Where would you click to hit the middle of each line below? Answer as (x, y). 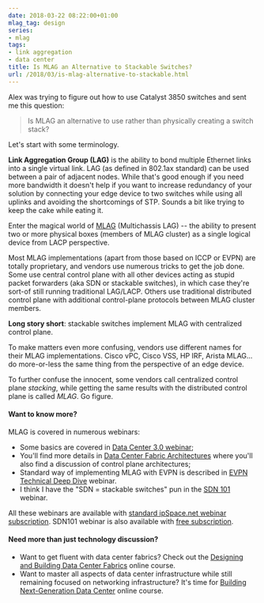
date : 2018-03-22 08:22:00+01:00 (63, 15)
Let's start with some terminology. (64, 144)
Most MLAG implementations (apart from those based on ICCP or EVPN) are (132, 257)
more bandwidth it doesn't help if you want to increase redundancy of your (130, 185)
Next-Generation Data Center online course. (91, 591)
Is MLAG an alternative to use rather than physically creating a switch (140, 120)
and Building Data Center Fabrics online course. (98, 566)
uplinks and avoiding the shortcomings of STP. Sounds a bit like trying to (126, 202)
